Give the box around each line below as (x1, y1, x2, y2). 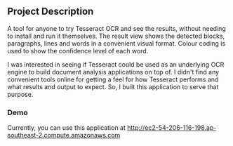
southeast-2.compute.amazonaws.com (7, 131, 121, 140)
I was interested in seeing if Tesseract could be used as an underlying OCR (7, 60, 225, 69)
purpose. (7, 90, 34, 98)
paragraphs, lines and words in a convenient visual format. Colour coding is (7, 39, 226, 48)
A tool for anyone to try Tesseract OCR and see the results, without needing (7, 24, 226, 32)
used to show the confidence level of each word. (7, 46, 149, 55)
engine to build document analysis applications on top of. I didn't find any (7, 67, 220, 76)
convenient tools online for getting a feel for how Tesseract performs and (7, 75, 219, 84)
